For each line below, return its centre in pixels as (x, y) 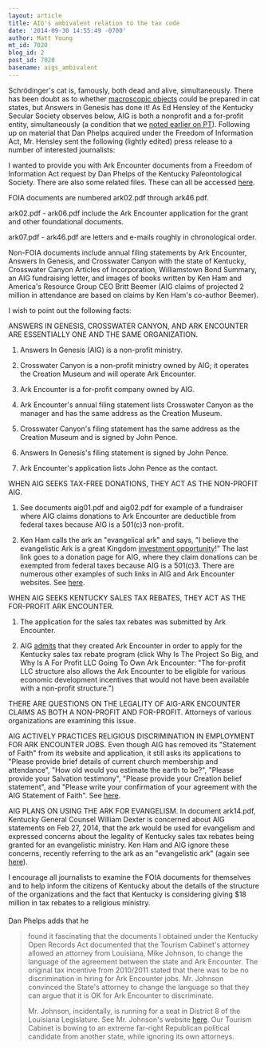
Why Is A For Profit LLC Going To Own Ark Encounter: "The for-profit (132, 663)
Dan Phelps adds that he (49, 921)
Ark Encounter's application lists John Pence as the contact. (119, 468)
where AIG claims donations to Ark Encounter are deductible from (128, 516)
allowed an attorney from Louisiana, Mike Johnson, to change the (135, 953)
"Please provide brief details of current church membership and (113, 761)
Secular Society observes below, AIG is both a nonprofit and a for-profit (126, 116)
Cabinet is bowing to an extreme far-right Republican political (128, 1028)
